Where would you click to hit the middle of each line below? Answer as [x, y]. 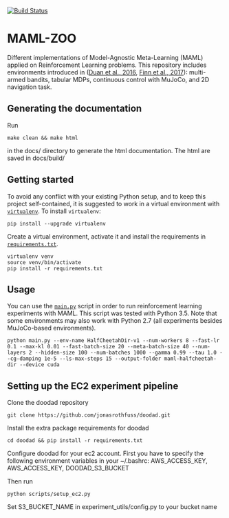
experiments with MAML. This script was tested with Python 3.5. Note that [112, 313]
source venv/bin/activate [44, 262]
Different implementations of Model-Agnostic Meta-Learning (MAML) [105, 57]
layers [17, 353]
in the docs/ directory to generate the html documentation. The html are [109, 150]
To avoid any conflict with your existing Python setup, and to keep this [107, 196]
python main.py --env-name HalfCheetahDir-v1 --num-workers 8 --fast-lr [113, 341]
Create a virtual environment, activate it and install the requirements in [107, 236]
